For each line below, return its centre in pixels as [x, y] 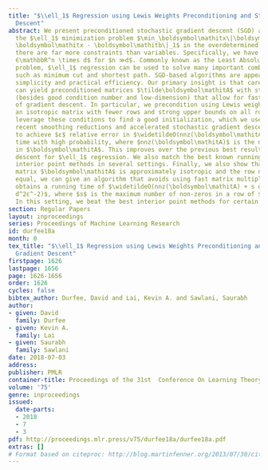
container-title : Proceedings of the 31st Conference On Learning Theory [135, 380]
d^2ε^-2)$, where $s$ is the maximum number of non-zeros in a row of [135, 194]
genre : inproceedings [44, 395]
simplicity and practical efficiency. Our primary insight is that [130, 82]
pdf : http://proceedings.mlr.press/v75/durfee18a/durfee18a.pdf [117, 439]
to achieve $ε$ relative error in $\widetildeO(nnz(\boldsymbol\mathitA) [140, 134]
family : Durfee [41, 321]
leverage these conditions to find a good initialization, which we [132, 120]
